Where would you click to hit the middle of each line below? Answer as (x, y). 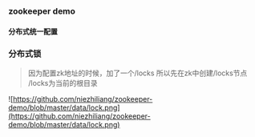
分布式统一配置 (33, 31)
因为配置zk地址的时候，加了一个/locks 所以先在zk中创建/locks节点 (138, 73)
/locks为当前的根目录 (63, 83)
